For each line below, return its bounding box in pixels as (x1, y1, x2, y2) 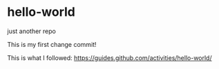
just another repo (7, 27, 57, 35)
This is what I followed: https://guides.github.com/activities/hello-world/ (7, 53, 212, 62)
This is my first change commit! (7, 40, 97, 48)
